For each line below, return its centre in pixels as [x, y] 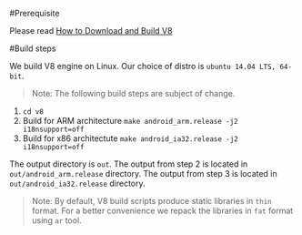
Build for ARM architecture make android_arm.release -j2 [130, 121]
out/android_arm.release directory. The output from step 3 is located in [143, 174]
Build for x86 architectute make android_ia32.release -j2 [131, 138]
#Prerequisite [35, 13]
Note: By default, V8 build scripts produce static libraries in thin [151, 201]
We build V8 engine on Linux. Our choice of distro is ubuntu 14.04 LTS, [143, 66]
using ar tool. [56, 220]
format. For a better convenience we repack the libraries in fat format [162, 210]
